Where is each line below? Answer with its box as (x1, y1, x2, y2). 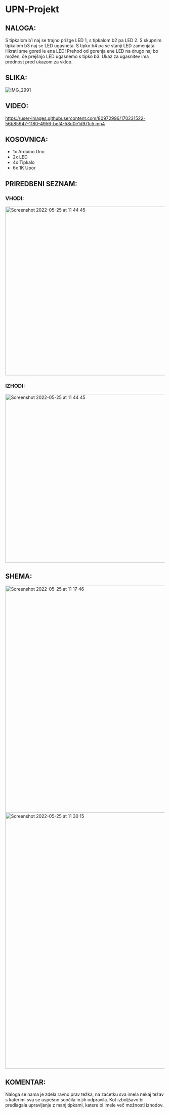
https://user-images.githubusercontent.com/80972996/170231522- (5, 115, 146, 121)
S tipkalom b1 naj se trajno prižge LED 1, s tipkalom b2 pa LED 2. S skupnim (5, 37, 162, 43)
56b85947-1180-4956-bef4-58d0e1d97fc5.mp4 (5, 120, 105, 126)
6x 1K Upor (12, 165, 36, 171)
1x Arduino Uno (12, 149, 45, 155)
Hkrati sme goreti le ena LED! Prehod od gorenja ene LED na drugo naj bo (5, 48, 158, 54)
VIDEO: (5, 102, 29, 110)
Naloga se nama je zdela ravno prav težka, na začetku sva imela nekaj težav (5, 1091, 164, 1097)
